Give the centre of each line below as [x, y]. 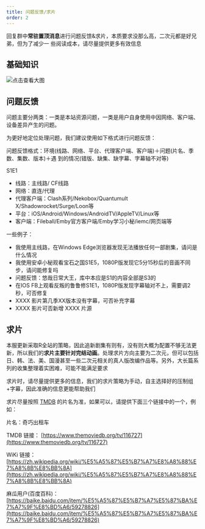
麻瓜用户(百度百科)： [33, 493]
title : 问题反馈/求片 [31, 12]
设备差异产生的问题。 [33, 125]
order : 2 [17, 18]
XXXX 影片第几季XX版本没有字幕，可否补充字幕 [75, 301]
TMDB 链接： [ [25, 435]
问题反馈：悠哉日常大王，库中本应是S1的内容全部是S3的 [86, 278]
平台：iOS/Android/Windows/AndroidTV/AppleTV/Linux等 [87, 214]
